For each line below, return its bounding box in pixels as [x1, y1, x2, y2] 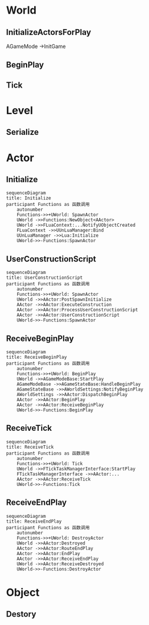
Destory [6, 609, 37, 619]
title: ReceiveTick [6, 444, 54, 450]
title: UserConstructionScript [6, 275, 83, 281]
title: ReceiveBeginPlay [6, 354, 67, 360]
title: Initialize [6, 195, 51, 201]
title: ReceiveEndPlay [6, 518, 62, 524]
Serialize [6, 127, 39, 137]
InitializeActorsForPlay [6, 27, 91, 37]
